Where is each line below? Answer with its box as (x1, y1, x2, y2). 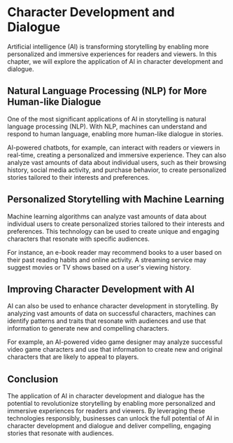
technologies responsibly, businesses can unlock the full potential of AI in (7, 414, 219, 423)
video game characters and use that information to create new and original (7, 345, 223, 354)
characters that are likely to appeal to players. (7, 352, 139, 362)
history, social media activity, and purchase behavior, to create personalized (7, 166, 227, 174)
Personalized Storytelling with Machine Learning (7, 194, 225, 206)
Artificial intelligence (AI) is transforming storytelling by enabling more (7, 42, 209, 51)
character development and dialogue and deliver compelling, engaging (7, 422, 211, 430)
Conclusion (7, 373, 59, 385)
